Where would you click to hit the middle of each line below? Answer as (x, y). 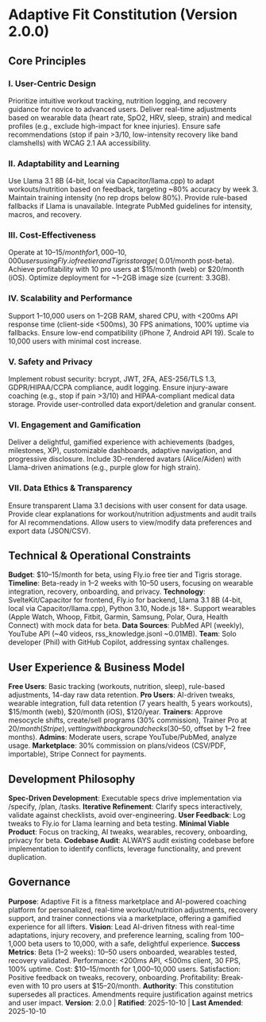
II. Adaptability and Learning (64, 163)
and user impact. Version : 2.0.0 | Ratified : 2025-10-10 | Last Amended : (126, 1002)
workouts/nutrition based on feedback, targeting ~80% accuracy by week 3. (133, 189)
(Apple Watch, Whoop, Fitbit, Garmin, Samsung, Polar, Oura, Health (118, 617)
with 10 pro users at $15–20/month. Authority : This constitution (130, 985)
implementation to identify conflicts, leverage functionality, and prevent (125, 849)
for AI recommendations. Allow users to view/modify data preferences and (130, 522)
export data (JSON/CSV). (50, 531)
